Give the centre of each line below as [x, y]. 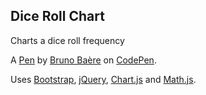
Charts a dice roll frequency [67, 40]
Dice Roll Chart [57, 16]
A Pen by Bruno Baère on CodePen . [83, 60]
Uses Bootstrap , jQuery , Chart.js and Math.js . [103, 79]
